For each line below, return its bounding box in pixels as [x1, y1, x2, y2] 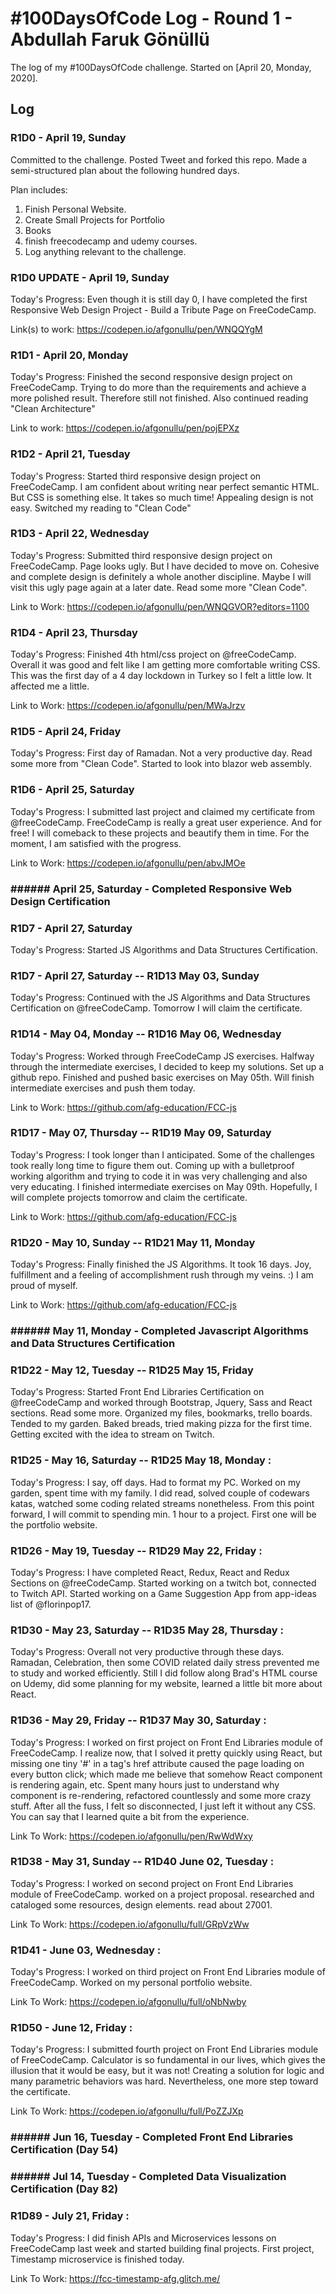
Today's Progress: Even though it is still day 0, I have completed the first [10, 293, 308, 305]
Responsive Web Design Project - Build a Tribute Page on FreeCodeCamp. [10, 303, 317, 316]
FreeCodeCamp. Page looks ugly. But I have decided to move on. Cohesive [10, 560, 320, 572]
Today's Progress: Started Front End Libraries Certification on [10, 1386, 265, 1398]
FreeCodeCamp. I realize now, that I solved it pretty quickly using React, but [10, 1747, 323, 1759]
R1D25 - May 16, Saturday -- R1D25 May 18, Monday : [10, 1453, 272, 1467]
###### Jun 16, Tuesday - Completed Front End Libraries [10, 2130, 294, 2144]
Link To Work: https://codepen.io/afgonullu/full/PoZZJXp [10, 2105, 244, 2117]
